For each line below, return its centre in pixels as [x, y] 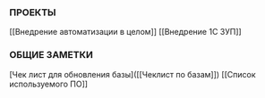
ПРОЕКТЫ [33, 12]
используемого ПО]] [48, 84]
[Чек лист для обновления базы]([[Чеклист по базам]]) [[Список [133, 74]
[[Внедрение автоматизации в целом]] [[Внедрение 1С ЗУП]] [125, 32]
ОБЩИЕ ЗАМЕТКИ [51, 55]
